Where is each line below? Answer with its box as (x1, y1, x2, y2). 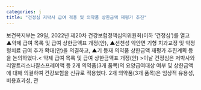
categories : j (6, 8, 42, 15)
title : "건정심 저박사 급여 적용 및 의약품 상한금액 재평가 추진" (6, 14, 147, 20)
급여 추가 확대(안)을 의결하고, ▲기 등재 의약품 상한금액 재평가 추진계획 (22, 46, 187, 54)
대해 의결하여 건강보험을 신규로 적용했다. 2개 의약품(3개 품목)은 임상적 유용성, (12, 69, 194, 76)
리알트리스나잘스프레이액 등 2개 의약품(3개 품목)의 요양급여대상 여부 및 (6, 61, 173, 69)
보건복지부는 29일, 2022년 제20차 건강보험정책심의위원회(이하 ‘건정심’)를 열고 (6, 31, 190, 39)
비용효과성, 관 (6, 76, 39, 84)
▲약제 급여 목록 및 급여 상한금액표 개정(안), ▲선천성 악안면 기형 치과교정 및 (6, 39, 185, 46)
